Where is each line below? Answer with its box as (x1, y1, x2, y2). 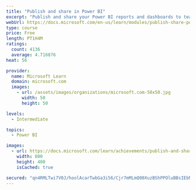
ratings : (6, 41, 27, 47)
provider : (6, 68, 30, 73)
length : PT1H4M (6, 36, 43, 41)
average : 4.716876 (11, 52, 57, 58)
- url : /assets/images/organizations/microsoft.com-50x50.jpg (16, 90, 171, 96)
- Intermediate (11, 116, 48, 122)
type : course (6, 24, 38, 31)
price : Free (6, 30, 35, 36)
